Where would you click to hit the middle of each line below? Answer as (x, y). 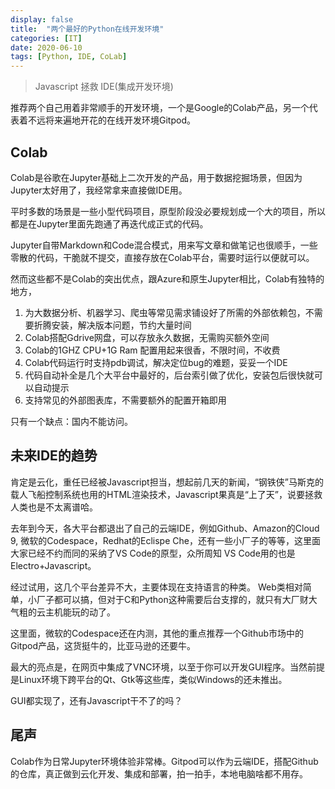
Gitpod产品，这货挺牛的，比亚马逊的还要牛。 (103, 645)
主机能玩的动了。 (80, 612)
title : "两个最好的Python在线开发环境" (87, 29)
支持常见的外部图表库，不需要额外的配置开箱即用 (125, 400)
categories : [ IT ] (46, 38)
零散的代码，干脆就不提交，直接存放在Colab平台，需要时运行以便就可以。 (162, 257)
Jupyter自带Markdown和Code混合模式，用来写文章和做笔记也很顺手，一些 (164, 245)
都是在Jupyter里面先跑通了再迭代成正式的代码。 (109, 223)
